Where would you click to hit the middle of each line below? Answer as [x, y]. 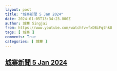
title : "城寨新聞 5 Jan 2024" [34, 14]
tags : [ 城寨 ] [20, 32]
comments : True [20, 37]
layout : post [18, 10]
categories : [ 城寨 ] [26, 42]
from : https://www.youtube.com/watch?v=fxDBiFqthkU [58, 28]
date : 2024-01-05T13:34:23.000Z [38, 19]
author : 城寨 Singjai [26, 23]
